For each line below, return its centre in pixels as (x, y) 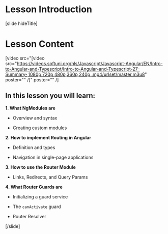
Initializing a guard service (40, 196)
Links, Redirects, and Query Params (50, 177)
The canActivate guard (37, 207)
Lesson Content (39, 44)
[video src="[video (25, 58)
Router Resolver (30, 216)
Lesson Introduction (49, 9)
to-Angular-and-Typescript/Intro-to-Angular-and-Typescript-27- (73, 69)
